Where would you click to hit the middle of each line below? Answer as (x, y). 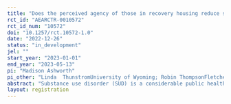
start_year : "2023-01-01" (44, 58)
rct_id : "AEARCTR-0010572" (46, 20)
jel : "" (18, 52)
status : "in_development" (44, 45)
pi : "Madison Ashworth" (41, 70)
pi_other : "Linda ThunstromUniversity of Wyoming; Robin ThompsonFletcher (118, 77)
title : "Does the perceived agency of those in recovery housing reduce (113, 13)
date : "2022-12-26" (35, 39)
